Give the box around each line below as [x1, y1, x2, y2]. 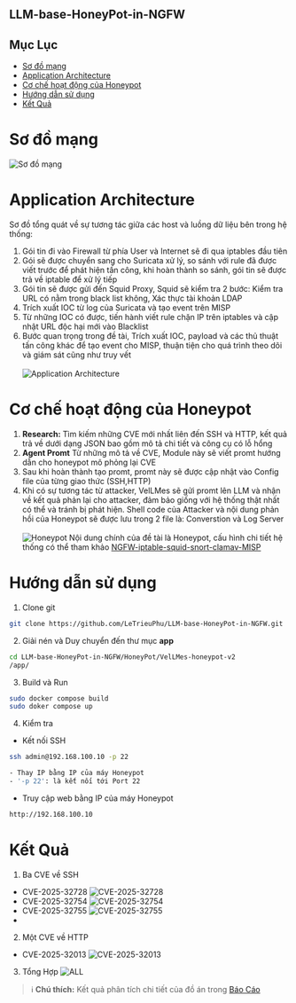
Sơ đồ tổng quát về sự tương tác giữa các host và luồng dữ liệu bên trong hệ [9, 219, 288, 230]
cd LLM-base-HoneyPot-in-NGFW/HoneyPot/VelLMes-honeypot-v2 [9, 652, 237, 662]
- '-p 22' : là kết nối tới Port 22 [9, 777, 141, 786]
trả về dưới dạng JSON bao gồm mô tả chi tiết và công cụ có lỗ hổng [21, 438, 273, 449]
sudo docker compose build [9, 693, 109, 703]
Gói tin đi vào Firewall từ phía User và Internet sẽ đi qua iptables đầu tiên [21, 246, 288, 256]
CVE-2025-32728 [21, 886, 88, 897]
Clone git [21, 602, 56, 613]
